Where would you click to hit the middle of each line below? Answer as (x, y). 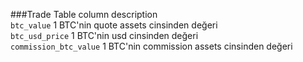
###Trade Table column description (84, 14)
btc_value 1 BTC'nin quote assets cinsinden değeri (114, 25)
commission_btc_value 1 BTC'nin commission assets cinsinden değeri (151, 46)
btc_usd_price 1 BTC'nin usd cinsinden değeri (104, 35)
